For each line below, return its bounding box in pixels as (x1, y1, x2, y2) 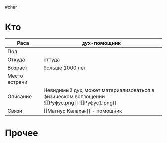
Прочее (5, 127, 38, 139)
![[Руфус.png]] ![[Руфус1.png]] (43, 99, 117, 106)
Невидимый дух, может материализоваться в (43, 87, 155, 94)
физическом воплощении (43, 93, 105, 100)
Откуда (7, 56, 25, 63)
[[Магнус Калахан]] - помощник (43, 107, 123, 114)
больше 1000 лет (43, 64, 86, 71)
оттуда (43, 56, 60, 63)
